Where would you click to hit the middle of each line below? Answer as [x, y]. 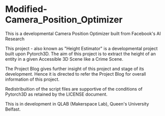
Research [15, 39]
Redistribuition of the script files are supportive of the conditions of [74, 89]
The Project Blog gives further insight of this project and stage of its [75, 69]
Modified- [26, 9]
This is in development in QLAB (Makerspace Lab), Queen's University [77, 104]
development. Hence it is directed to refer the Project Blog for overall [76, 74]
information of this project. [32, 79]
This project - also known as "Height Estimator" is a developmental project [82, 48]
